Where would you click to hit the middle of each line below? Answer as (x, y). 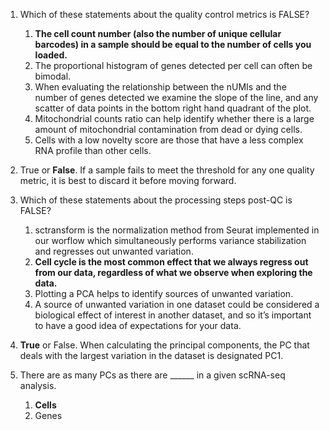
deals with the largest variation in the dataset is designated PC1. (151, 355)
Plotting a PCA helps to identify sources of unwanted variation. (164, 293)
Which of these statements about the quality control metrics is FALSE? (164, 14)
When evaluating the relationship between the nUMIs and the (160, 87)
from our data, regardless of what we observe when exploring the (173, 272)
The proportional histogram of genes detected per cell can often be (173, 65)
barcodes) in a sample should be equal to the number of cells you (173, 44)
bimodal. (53, 76)
